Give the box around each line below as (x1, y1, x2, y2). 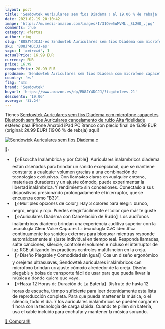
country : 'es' (5, 76, 34, 80)
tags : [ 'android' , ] (5, 48, 50, 53)
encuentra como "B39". (12, 195, 60, 201)
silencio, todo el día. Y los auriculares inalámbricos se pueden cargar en (12, 299, 158, 304)
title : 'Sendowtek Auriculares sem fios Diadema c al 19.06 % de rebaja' (5, 12, 160, 17)
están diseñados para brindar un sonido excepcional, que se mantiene (12, 164, 155, 170)
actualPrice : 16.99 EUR (5, 52, 54, 58)
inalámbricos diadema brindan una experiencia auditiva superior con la (12, 221, 156, 227)
